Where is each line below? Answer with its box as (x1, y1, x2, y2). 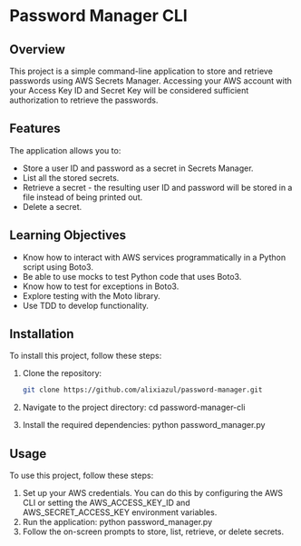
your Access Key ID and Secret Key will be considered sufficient (9, 85, 249, 95)
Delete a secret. (22, 201, 83, 212)
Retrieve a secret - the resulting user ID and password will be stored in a (22, 182, 293, 193)
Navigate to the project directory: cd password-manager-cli (22, 402, 246, 413)
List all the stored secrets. (22, 172, 120, 183)
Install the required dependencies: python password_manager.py (22, 420, 266, 431)
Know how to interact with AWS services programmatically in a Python (22, 252, 286, 263)
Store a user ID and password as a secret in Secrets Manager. (22, 163, 254, 174)
